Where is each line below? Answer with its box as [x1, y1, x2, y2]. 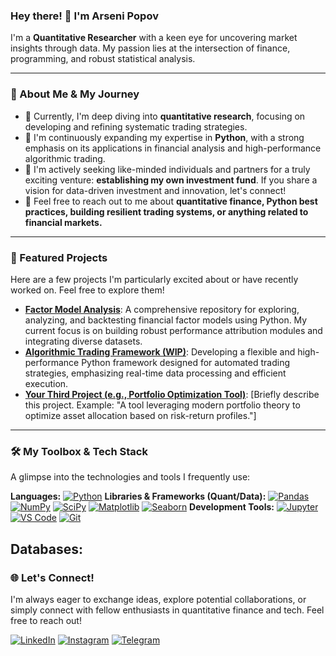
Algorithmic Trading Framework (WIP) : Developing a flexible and [24, 345, 296, 358]
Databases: [10, 540, 84, 558]
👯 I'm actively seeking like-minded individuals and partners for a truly [24, 163, 311, 175]
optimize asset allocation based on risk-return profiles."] [24, 409, 257, 421]
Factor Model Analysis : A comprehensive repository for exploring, [24, 303, 300, 315]
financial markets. [24, 216, 103, 228]
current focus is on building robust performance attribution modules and [24, 324, 323, 336]
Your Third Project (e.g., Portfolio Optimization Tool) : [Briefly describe [24, 388, 320, 400]
